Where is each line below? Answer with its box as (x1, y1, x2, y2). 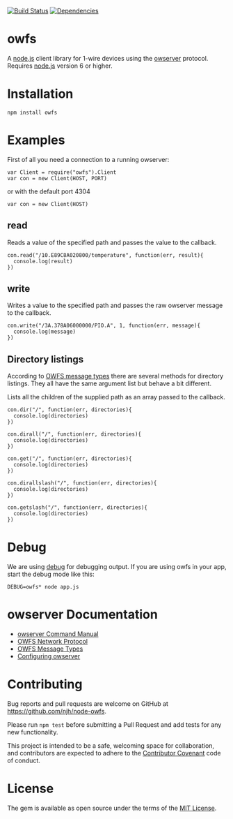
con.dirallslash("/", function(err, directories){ (7, 480, 157, 487)
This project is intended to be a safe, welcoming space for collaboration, (7, 741, 214, 750)
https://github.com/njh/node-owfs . (7, 707, 106, 716)
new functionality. (7, 728, 58, 737)
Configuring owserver (17, 652, 81, 661)
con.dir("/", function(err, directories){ (7, 406, 132, 413)
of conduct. (7, 756, 40, 765)
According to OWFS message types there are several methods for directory (7, 372, 224, 381)
